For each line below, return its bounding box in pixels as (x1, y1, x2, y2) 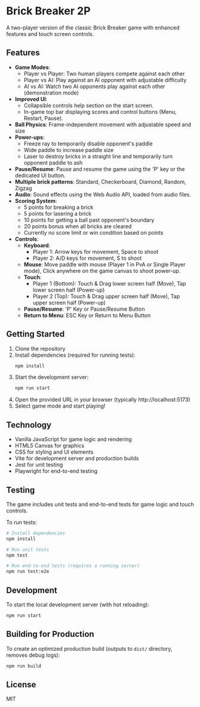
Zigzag (14, 184, 32, 192)
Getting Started (6, 329, 65, 339)
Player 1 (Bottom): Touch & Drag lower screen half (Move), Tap (32, 280, 186, 287)
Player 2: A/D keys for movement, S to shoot (32, 254, 142, 262)
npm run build (6, 663, 42, 669)
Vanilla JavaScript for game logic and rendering (14, 436, 133, 443)
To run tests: (6, 518, 37, 526)
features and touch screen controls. (6, 30, 94, 37)
